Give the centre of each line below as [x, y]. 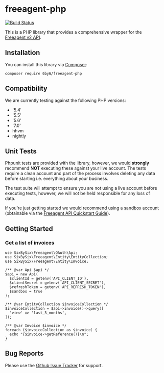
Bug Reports [24, 354]
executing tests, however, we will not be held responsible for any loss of [78, 193]
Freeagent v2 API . [23, 37]
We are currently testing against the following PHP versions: [66, 100]
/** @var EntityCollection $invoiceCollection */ [57, 304]
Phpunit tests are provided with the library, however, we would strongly [77, 163]
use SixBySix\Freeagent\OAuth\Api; [41, 253]
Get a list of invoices [30, 243]
